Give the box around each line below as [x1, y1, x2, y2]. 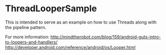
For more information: [5, 34, 50, 40]
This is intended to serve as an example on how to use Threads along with [5, 19, 157, 25]
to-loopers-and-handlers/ [5, 39, 58, 45]
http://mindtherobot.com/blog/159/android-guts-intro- [50, 34, 161, 40]
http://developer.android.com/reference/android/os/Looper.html [5, 44, 136, 50]
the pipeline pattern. [5, 24, 47, 30]
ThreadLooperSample [5, 3, 97, 14]
